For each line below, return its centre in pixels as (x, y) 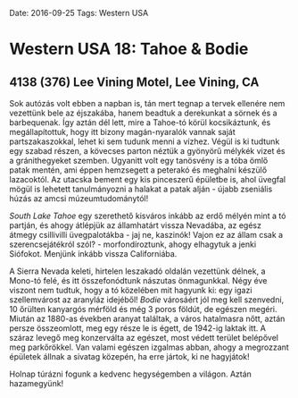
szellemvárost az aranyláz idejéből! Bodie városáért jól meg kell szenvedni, (147, 300)
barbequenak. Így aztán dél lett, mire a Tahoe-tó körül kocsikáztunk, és (140, 123)
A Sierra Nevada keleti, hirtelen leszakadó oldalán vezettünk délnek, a (137, 271)
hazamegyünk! (37, 383)
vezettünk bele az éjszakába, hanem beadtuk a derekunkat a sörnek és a (144, 113)
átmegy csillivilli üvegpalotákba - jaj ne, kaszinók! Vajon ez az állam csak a (146, 235)
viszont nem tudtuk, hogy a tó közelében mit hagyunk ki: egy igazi (131, 290)
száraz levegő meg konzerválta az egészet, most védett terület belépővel (144, 338)
